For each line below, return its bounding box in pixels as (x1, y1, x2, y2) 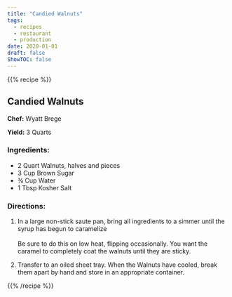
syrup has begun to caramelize (17, 225, 107, 233)
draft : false (7, 50, 46, 57)
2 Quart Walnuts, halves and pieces (17, 161, 121, 169)
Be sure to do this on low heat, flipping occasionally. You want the (17, 239, 208, 248)
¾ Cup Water (17, 176, 56, 185)
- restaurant (13, 29, 52, 37)
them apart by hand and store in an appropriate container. (17, 268, 184, 277)
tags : (7, 17, 23, 24)
